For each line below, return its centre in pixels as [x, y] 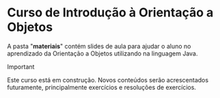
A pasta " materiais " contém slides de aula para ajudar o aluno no [99, 46]
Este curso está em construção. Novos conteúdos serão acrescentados [108, 79]
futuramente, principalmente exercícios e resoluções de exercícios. [102, 87]
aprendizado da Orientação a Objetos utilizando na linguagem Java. [102, 53]
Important [21, 66]
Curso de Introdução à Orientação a [110, 13]
